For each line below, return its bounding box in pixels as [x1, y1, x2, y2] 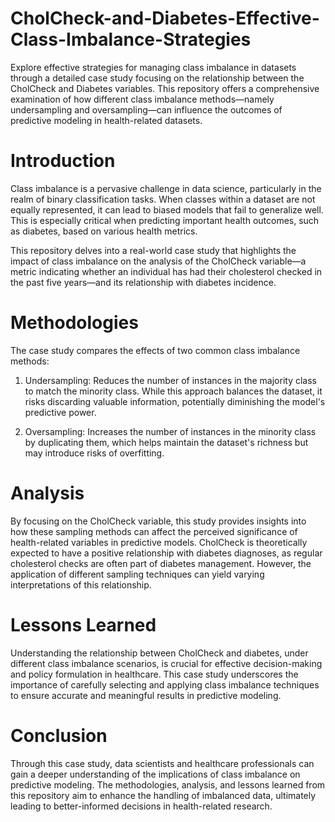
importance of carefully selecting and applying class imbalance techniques [10, 678, 320, 691]
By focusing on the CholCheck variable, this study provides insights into [10, 515, 307, 527]
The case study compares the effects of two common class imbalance [10, 344, 301, 356]
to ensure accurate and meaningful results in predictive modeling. [10, 689, 282, 701]
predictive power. [24, 406, 97, 418]
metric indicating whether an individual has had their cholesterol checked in [10, 265, 323, 277]
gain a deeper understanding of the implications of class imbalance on [10, 768, 301, 780]
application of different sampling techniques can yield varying [10, 568, 265, 580]
